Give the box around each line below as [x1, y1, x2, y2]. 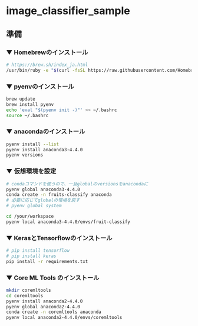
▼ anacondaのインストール [6, 128, 85, 136]
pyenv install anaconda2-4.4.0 [6, 298, 83, 304]
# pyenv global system [6, 203, 62, 209]
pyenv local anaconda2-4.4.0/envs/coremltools [6, 315, 123, 321]
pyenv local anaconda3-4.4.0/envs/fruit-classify [6, 219, 131, 225]
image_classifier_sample [6, 4, 131, 18]
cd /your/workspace [6, 214, 54, 219]
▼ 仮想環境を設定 [6, 167, 57, 175]
